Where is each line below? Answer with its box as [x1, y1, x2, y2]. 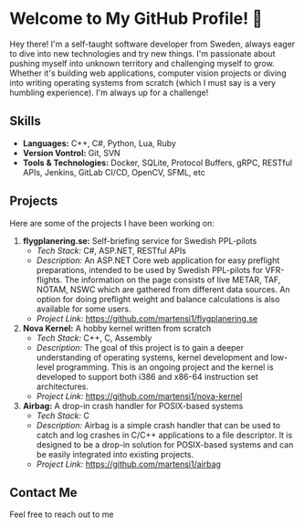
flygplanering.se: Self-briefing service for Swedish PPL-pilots [22, 235, 257, 246]
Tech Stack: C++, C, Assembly [36, 332, 152, 343]
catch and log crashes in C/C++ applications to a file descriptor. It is [36, 429, 293, 440]
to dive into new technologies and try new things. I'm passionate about [9, 47, 276, 58]
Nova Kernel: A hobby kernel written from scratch [22, 322, 212, 333]
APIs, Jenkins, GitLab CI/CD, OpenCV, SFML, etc [22, 166, 205, 177]
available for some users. [36, 303, 131, 314]
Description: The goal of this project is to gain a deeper [36, 342, 245, 353]
